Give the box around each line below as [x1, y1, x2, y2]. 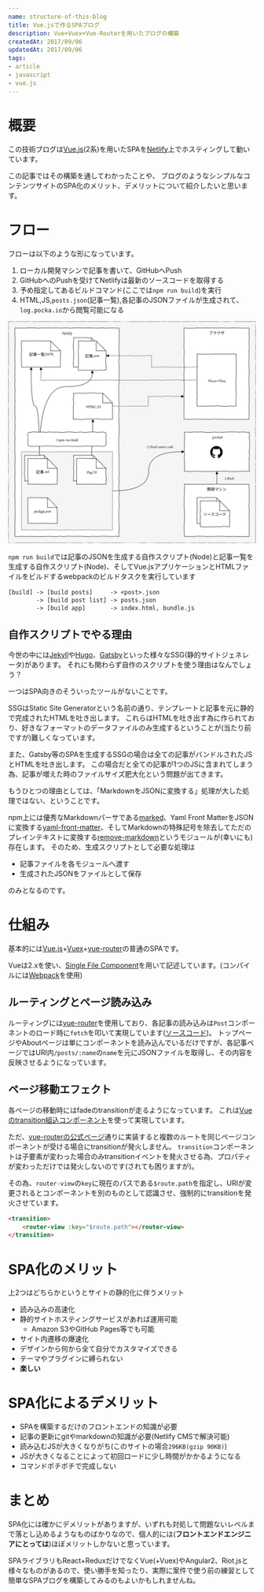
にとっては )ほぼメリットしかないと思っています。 [14, 1539, 174, 1549]
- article [8, 63, 41, 71]
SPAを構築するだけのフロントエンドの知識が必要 [19, 1422, 178, 1431]
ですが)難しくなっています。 [8, 733, 100, 743]
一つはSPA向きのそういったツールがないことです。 [8, 687, 172, 696]
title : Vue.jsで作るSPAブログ [8, 21, 100, 29]
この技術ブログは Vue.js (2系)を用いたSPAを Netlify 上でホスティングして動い [8, 144, 251, 154]
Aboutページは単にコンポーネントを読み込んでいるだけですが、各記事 [21, 1038, 247, 1047]
